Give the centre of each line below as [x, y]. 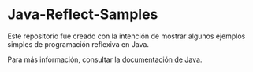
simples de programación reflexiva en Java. [78, 44]
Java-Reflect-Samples [83, 14]
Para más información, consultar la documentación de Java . [105, 59]
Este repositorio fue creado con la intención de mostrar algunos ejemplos [126, 36]
